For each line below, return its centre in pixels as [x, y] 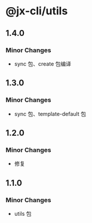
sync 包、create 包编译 [43, 63]
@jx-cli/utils [37, 11]
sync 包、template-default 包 [50, 114]
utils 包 [23, 213]
